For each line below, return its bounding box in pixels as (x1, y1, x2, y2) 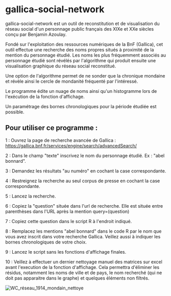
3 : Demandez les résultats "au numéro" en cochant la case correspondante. (5, 167, 166, 174)
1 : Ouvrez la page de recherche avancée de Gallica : (5, 137, 116, 143)
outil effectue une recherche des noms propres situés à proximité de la (5, 46, 154, 53)
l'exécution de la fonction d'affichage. (5, 93, 85, 100)
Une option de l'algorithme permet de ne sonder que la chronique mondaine (5, 72, 165, 79)
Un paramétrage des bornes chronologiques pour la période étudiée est (5, 103, 157, 109)
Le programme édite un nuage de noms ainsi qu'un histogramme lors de (5, 88, 157, 94)
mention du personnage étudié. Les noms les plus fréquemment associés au (5, 52, 166, 58)
